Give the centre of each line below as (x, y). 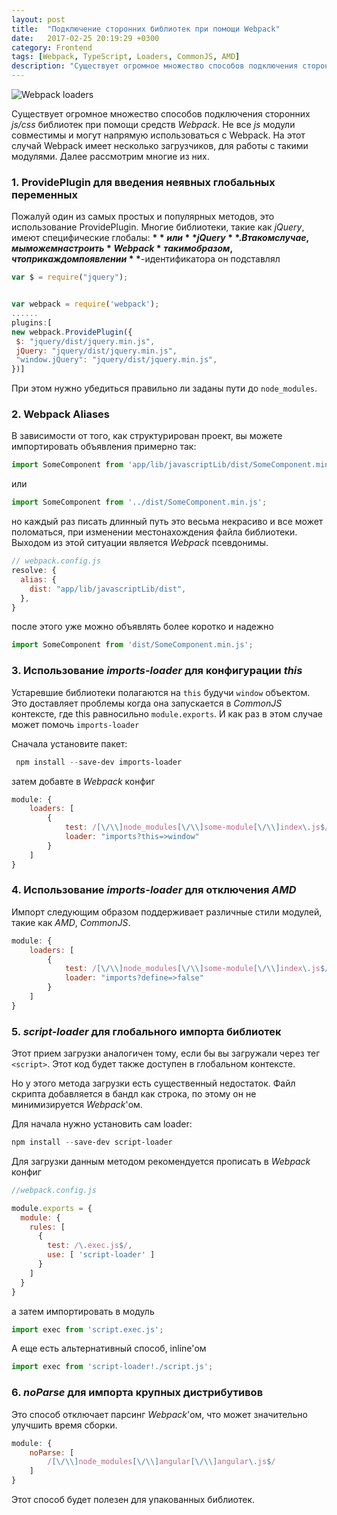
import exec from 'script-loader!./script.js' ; (112, 1367)
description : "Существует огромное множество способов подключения (155, 66)
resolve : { (34, 571)
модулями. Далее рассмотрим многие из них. (110, 156)
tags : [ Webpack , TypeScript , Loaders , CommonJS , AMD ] (126, 57)
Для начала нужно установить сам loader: (102, 1124)
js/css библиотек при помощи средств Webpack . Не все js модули (153, 124)
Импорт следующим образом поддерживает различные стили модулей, (167, 912)
